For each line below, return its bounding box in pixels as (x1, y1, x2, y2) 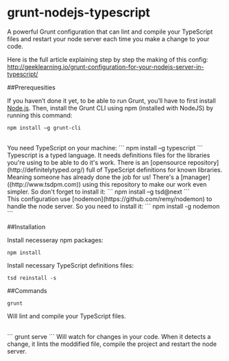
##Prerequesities (7, 83, 56, 91)
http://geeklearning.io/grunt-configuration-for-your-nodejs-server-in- (7, 62, 204, 71)
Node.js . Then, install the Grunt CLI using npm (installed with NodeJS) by (7, 104, 214, 112)
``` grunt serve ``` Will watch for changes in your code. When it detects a (7, 332, 211, 340)
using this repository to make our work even (82, 180, 207, 188)
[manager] (180, 173, 210, 181)
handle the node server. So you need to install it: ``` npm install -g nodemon (7, 202, 220, 210)
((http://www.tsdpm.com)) (7, 180, 81, 188)
